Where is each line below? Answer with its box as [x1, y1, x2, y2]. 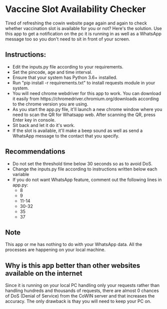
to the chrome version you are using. [12, 101, 88, 107]
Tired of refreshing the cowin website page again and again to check [5, 20, 147, 26]
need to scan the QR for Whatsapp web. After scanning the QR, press [12, 111, 156, 117]
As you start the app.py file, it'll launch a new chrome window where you [12, 106, 162, 112]
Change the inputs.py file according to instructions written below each [12, 166, 157, 172]
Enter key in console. [12, 116, 56, 123]
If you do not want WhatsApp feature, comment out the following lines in [12, 176, 162, 182]
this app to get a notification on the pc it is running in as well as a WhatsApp [5, 30, 161, 36]
